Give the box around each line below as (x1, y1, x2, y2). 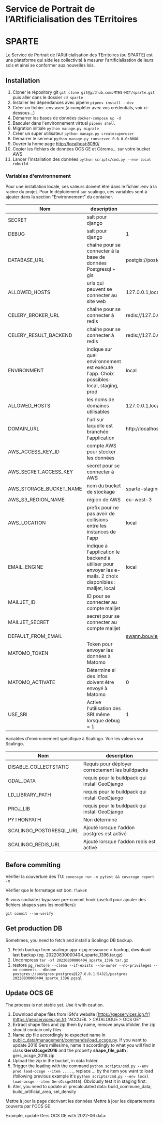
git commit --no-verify (5, 911, 54, 916)
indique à (87, 543, 108, 549)
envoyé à (87, 685, 108, 692)
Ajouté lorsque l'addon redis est (83, 838, 156, 845)
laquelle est (87, 422, 113, 429)
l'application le (87, 548, 120, 555)
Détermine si (87, 667, 116, 674)
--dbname (38, 967, 56, 972)
